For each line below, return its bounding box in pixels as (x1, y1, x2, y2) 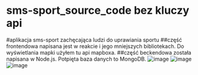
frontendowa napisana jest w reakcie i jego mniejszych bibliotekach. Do (6, 43, 184, 50)
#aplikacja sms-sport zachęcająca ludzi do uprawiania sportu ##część (6, 36, 182, 43)
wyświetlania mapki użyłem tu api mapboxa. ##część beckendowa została (6, 49, 191, 56)
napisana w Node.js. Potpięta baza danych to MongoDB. (6, 55, 147, 62)
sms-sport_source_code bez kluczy (6, 4, 190, 17)
